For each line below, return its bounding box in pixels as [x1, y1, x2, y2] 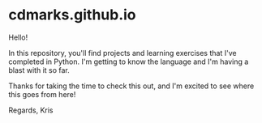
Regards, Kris [8, 105, 54, 115]
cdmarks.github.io [8, 6, 136, 24]
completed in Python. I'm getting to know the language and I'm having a [8, 57, 249, 66]
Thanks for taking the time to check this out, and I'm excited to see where [8, 81, 255, 91]
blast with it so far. [8, 65, 71, 74]
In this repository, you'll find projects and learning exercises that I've [8, 48, 237, 57]
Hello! [8, 32, 28, 42]
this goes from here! [8, 89, 76, 99]
